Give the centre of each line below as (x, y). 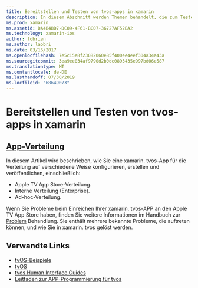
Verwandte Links (38, 246)
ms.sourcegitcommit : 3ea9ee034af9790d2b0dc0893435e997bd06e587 (85, 61)
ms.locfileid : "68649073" (38, 83)
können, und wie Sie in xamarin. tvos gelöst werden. (70, 227)
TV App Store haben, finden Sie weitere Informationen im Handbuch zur (93, 215)
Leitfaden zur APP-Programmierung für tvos (68, 279)
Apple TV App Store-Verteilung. (53, 184)
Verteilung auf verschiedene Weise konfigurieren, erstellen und (83, 167)
